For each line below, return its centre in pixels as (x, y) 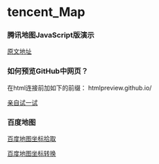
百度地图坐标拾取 (32, 139)
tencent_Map (46, 12)
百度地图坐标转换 (32, 154)
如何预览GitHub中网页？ (48, 72)
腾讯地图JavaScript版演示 (51, 35)
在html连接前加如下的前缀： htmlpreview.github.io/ (79, 88)
